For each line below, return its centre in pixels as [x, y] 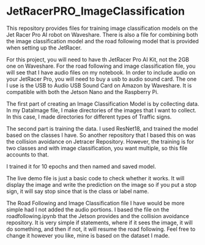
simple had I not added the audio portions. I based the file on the [88, 210]
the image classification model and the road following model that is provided [102, 41]
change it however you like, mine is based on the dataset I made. [88, 235]
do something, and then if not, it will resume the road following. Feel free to [101, 229]
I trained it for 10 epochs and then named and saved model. [81, 166]
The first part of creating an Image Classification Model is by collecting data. [103, 104]
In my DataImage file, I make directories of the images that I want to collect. [102, 110]
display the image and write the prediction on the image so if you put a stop [102, 185]
